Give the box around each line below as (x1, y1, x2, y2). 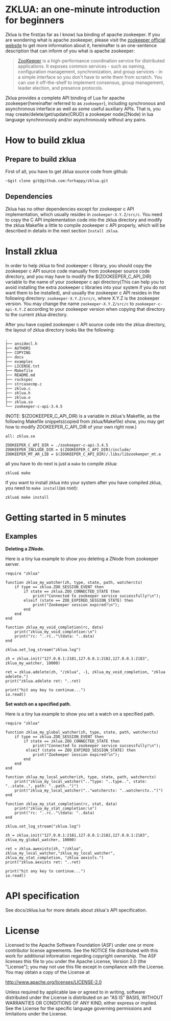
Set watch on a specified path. (5, 700, 71, 707)
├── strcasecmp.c (5, 381, 42, 387)
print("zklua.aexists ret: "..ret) (5, 859, 81, 865)
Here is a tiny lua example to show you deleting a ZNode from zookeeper (5, 556, 159, 562)
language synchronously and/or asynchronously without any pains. (5, 116, 147, 122)
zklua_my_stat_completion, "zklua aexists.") (5, 855, 104, 860)
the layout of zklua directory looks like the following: (5, 327, 115, 333)
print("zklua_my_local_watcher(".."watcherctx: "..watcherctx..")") (14, 788, 163, 793)
